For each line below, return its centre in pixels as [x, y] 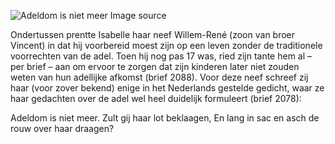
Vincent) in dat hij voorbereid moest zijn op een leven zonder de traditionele [166, 45]
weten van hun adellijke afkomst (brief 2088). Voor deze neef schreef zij [159, 77]
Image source [138, 15]
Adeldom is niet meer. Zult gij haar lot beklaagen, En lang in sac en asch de [165, 118]
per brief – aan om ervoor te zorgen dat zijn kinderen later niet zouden [155, 66]
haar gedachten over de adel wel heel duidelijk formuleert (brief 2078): [156, 98]
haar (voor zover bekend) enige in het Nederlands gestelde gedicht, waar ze [167, 88]
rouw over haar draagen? [62, 128]
